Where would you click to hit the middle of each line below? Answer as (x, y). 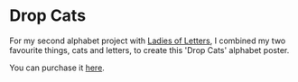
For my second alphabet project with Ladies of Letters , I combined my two (148, 41)
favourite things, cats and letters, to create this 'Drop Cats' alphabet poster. (149, 50)
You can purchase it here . (57, 68)
